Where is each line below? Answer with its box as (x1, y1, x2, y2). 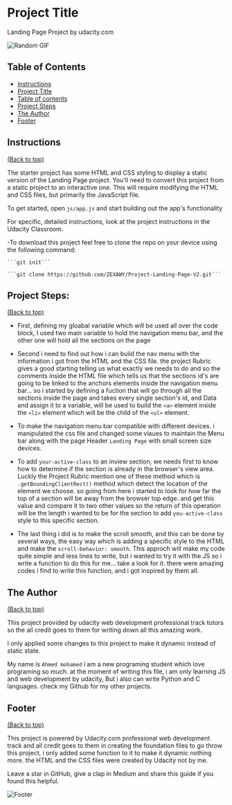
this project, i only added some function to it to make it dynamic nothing (7, 749, 213, 757)
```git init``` (7, 258, 51, 266)
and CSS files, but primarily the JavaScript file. (7, 191, 141, 199)
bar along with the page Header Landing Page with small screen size (17, 436, 212, 445)
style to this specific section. (17, 516, 100, 524)
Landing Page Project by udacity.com (7, 28, 114, 36)
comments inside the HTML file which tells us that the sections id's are (17, 372, 220, 380)
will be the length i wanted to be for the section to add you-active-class (17, 509, 223, 517)
